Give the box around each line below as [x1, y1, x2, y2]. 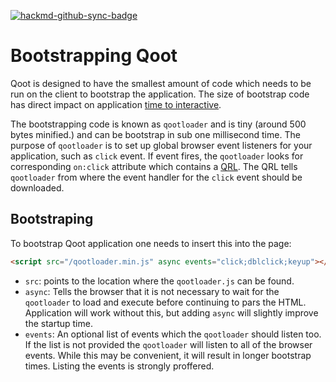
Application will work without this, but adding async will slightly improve [24, 306, 319, 319]
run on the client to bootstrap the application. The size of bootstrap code [10, 88, 310, 100]
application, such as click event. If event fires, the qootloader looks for [10, 150, 304, 162]
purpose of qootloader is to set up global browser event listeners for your [10, 139, 313, 151]
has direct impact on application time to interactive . [10, 98, 222, 110]
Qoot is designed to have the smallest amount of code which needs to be [10, 77, 312, 89]
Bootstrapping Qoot [10, 45, 178, 67]
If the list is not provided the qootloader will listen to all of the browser [24, 338, 313, 350]
